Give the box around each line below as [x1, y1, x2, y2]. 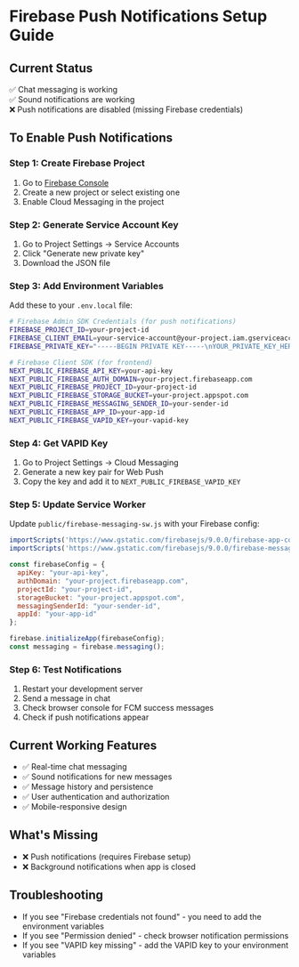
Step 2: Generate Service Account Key [9, 218, 180, 230]
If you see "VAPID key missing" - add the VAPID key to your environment [21, 939, 289, 950]
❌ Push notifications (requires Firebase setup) [21, 851, 191, 862]
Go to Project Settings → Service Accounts [21, 238, 180, 249]
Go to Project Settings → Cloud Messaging [21, 457, 180, 468]
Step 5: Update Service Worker [9, 498, 147, 511]
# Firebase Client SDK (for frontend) [9, 358, 153, 367]
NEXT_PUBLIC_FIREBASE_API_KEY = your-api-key [9, 367, 174, 375]
